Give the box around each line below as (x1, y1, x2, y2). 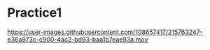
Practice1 (7, 5, 62, 21)
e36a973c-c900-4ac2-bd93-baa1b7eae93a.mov (7, 35, 148, 43)
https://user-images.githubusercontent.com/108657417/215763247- (7, 28, 203, 36)
